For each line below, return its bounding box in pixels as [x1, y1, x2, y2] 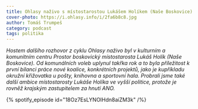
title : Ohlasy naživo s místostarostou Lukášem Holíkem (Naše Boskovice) [6, 8, 193, 15]
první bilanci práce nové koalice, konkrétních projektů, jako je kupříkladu [6, 66, 185, 73]
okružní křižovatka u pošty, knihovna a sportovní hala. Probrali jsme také [6, 72, 186, 79]
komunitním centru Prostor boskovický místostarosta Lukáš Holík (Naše [6, 53, 183, 60]
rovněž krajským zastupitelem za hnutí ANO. [6, 85, 115, 92]
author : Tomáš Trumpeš [6, 20, 62, 25]
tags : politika [6, 31, 44, 37]
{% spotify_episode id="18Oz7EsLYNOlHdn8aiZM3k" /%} [6, 96, 147, 104]
